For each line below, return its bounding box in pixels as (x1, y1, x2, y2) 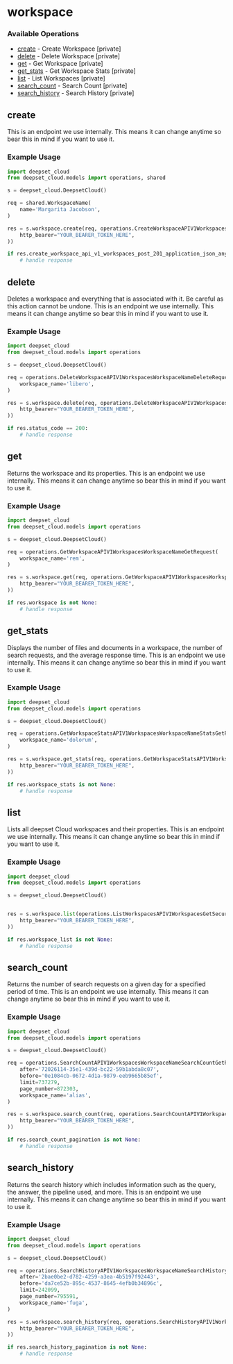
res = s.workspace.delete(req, (7, 399, 98, 406)
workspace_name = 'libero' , (19, 380, 95, 388)
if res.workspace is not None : (7, 599, 98, 606)
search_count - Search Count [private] (17, 81, 128, 90)
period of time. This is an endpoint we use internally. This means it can (7, 988, 209, 996)
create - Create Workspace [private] (17, 44, 121, 53)
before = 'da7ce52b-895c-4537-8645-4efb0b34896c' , (19, 1280, 163, 1287)
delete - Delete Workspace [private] (17, 52, 120, 60)
